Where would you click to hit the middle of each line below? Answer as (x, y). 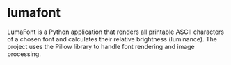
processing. (24, 54)
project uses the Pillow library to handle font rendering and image (101, 46)
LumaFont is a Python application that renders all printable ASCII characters (116, 32)
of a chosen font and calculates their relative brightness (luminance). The (112, 39)
